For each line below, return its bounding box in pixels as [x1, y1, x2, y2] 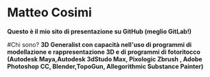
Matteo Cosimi [7, 5, 93, 20]
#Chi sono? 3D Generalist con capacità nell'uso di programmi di [7, 40, 192, 48]
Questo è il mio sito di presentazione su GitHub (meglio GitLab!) [7, 27, 192, 35]
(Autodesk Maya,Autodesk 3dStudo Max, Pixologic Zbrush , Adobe [7, 55, 202, 63]
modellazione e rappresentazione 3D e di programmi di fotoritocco [7, 48, 201, 56]
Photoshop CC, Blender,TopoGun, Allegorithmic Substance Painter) [7, 62, 204, 70]
